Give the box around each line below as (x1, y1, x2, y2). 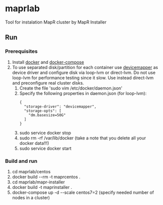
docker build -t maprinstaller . (12, 184, 72, 190)
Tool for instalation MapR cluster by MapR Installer (5, 19, 107, 25)
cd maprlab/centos (12, 168, 51, 174)
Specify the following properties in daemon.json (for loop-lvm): (19, 90, 147, 96)
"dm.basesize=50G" (28, 113, 66, 117)
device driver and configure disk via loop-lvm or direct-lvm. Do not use (12, 69, 156, 75)
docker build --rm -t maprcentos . (12, 174, 81, 180)
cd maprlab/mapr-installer (12, 179, 65, 185)
